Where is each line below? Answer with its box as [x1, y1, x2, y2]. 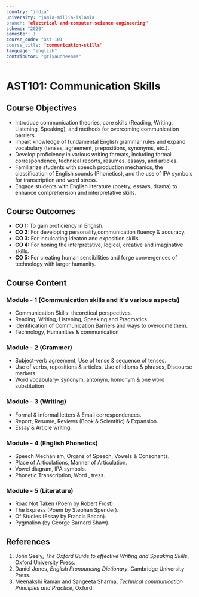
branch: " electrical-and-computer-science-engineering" [6, 20, 148, 26]
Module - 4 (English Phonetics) [6, 439, 99, 447]
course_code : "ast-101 [6, 37, 63, 43]
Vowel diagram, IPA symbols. [14, 465, 87, 472]
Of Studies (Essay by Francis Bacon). [14, 513, 106, 520]
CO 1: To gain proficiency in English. [14, 222, 104, 230]
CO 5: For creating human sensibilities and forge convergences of [14, 254, 177, 261]
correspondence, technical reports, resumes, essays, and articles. [14, 157, 178, 164]
